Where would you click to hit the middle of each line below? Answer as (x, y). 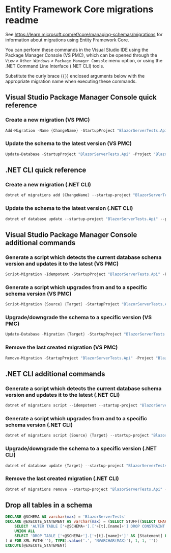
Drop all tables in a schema (49, 505)
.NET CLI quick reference (46, 170)
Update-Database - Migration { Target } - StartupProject (64, 334)
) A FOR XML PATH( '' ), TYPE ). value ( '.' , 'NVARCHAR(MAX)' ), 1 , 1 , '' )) (82, 540)
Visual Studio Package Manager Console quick (81, 97)
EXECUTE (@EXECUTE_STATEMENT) (36, 545)
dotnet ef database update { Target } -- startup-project (65, 466)
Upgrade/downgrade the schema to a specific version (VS (78, 318)
